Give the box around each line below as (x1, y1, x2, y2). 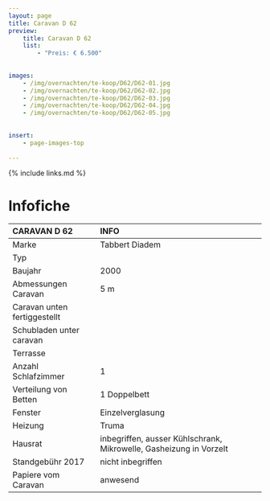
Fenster (12, 407, 42, 418)
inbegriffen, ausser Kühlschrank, (100, 433, 223, 445)
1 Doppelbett (100, 389, 150, 400)
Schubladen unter (12, 325, 80, 336)
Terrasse (12, 347, 46, 359)
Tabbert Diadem (100, 239, 161, 250)
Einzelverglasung (100, 407, 165, 418)
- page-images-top (22, 138, 84, 147)
